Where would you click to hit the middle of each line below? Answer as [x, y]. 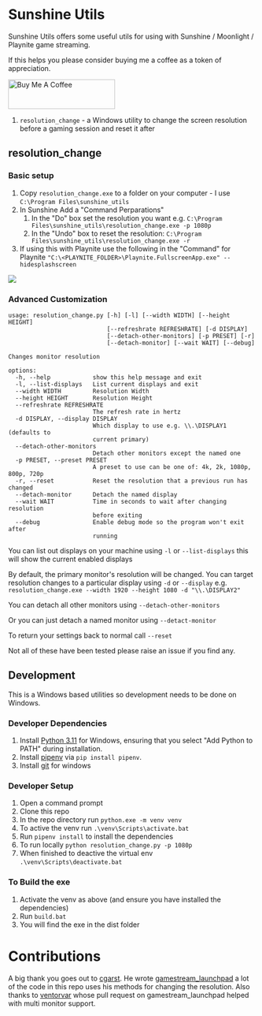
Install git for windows [55, 765]
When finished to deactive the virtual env [86, 854]
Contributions [54, 956]
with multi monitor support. [52, 1003]
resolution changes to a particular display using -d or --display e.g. [118, 582]
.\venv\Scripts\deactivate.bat [71, 862]
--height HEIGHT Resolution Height [84, 398]
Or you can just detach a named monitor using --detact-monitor [112, 620]
